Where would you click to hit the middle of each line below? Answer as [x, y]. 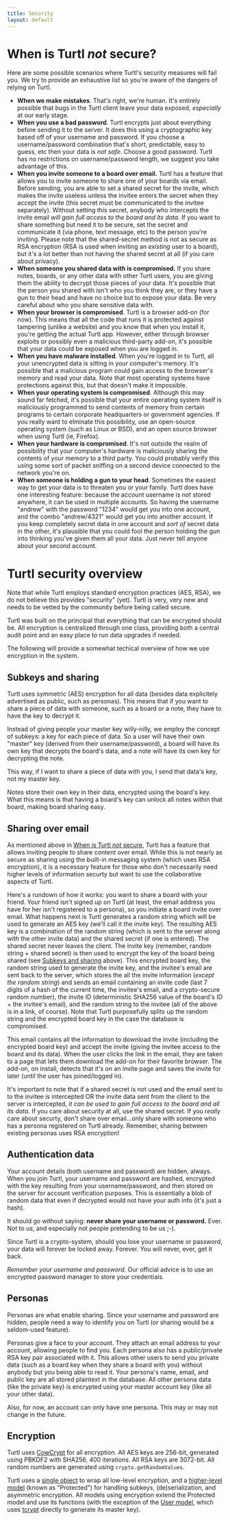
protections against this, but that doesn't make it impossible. [102, 385]
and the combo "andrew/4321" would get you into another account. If [115, 517]
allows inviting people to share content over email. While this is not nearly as [115, 852]
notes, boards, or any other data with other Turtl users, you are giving [115, 276]
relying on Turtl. [29, 87]
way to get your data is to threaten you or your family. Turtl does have [115, 488]
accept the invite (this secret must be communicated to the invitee [110, 203]
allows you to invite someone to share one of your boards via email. [112, 181]
